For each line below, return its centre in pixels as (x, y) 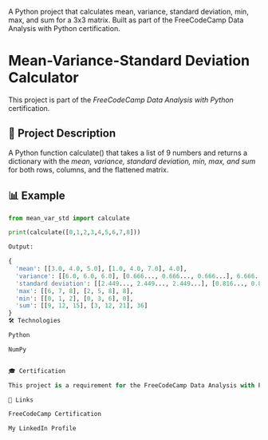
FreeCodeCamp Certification (55, 414)
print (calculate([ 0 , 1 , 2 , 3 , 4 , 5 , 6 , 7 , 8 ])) (75, 232)
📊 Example (37, 196)
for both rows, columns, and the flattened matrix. (89, 169)
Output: (21, 247)
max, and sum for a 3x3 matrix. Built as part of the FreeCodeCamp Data (126, 20)
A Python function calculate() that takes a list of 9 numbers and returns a (128, 153)
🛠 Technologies (35, 321)
